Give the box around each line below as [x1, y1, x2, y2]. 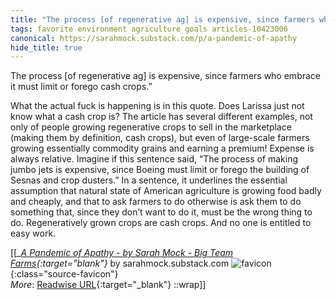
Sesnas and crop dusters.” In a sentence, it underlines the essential [10, 174, 288, 186]
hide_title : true [10, 42, 83, 53]
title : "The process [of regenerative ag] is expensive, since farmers [10, 14, 315, 25]
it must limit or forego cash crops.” [10, 81, 153, 93]
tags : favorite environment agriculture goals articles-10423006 [10, 24, 288, 34]
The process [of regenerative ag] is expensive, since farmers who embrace [10, 70, 321, 82]
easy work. [10, 227, 57, 240]
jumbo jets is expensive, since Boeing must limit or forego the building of [10, 164, 310, 176]
